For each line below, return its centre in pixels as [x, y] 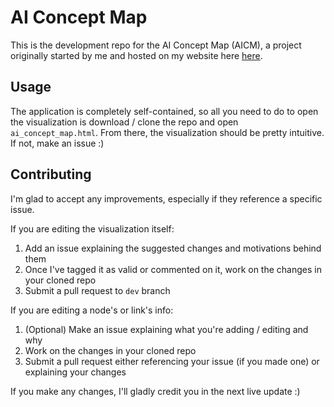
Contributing [51, 174]
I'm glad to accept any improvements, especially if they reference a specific [166, 198]
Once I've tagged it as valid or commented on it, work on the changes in [173, 269]
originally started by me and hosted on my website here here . [136, 55]
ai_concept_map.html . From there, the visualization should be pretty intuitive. [167, 132]
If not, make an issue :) [57, 143]
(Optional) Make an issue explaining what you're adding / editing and [166, 329]
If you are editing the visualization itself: [92, 228]
